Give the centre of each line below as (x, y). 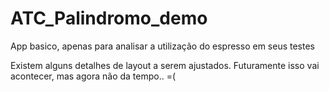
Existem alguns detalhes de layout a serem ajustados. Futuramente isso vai (165, 65)
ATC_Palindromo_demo (109, 18)
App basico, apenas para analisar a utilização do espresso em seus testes (162, 46)
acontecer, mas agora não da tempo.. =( (93, 76)
